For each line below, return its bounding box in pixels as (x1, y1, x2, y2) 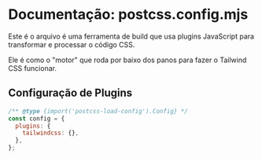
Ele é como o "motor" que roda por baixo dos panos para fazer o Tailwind (8, 55, 247, 65)
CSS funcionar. (8, 63, 57, 72)
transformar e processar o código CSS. (8, 39, 135, 49)
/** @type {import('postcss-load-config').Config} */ (8, 107, 189, 115)
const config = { (8, 114, 65, 123)
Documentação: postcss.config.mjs (8, 6, 249, 24)
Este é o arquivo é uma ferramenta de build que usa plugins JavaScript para (8, 31, 254, 41)
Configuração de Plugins (8, 87, 132, 100)
